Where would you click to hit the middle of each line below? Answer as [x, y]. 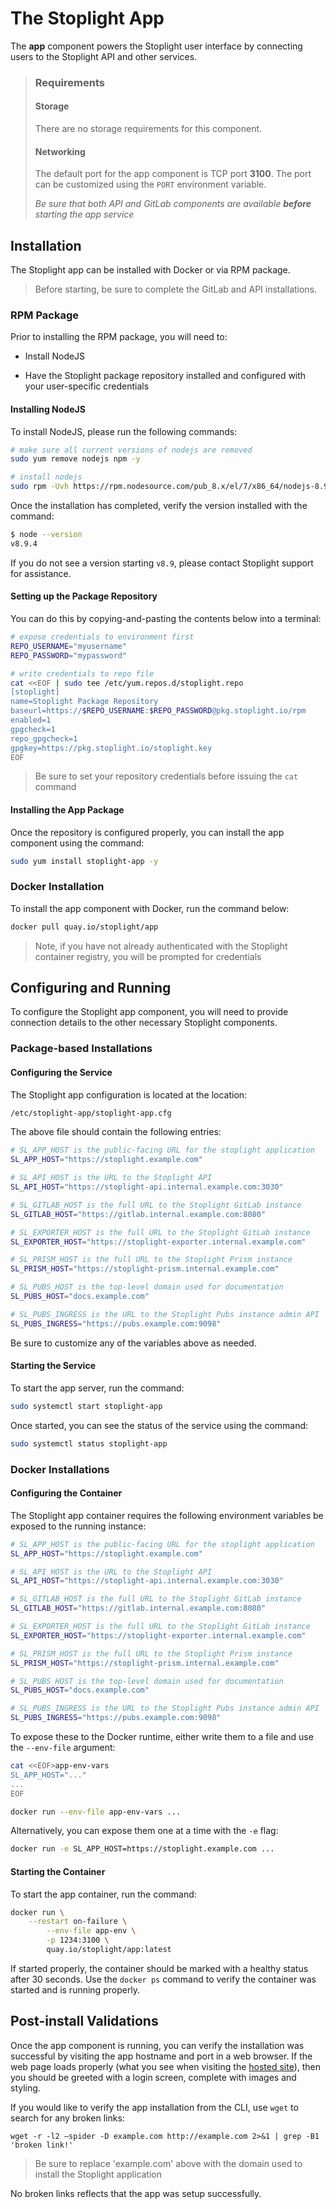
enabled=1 [31, 720]
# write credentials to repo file [82, 673]
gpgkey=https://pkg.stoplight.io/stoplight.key [111, 748]
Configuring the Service [61, 1072]
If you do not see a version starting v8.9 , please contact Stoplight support [162, 563]
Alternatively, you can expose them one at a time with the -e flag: [144, 1831]
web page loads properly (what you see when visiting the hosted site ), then [166, 2066]
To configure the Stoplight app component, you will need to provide [149, 1012]
